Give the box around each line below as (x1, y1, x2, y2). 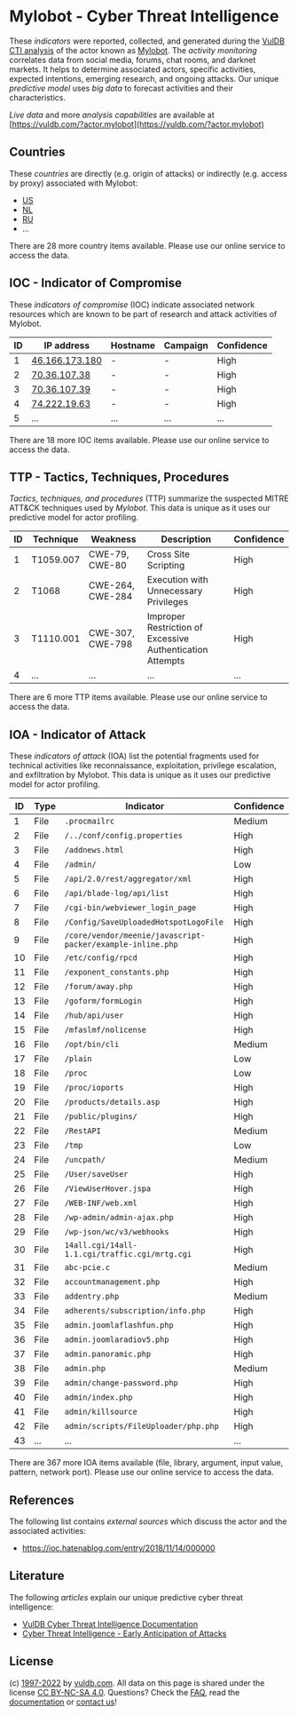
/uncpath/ (64, 1155, 106, 1165)
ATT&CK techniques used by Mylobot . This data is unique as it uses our (9, 503, 271, 513)
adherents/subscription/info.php (64, 1306, 206, 1316)
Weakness (90, 533, 137, 545)
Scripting (146, 560, 185, 572)
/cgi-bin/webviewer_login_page (64, 903, 197, 913)
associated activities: (9, 1526, 87, 1536)
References (9, 1492, 74, 1507)
